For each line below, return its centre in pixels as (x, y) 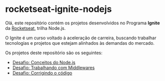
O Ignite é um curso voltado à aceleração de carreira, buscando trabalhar (81, 38)
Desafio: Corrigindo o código (42, 73)
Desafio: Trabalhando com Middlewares (53, 68)
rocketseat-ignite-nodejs (58, 9)
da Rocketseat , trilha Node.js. (35, 28)
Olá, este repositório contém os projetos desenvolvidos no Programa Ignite (82, 23)
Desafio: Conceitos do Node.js (44, 62)
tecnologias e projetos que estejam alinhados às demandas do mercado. (80, 43)
